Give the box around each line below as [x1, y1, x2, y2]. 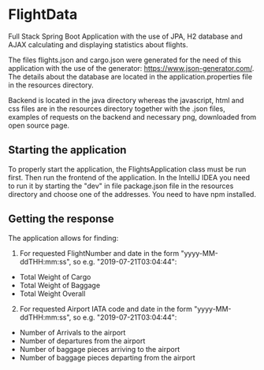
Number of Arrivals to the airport [19, 327, 126, 337]
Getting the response [8, 213, 114, 226]
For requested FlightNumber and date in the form [19, 248, 180, 257]
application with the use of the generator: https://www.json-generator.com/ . [8, 63, 255, 72]
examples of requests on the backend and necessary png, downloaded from [8, 112, 257, 121]
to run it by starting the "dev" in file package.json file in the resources [8, 181, 234, 191]
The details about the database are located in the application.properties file [8, 72, 253, 81]
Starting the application [8, 143, 127, 157]
